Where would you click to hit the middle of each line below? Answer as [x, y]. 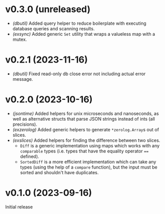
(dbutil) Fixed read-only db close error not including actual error [79, 74]
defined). [30, 156]
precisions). [25, 124]
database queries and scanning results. [53, 28]
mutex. [20, 39]
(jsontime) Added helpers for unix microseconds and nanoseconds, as [86, 113]
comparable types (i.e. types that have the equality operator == [84, 151]
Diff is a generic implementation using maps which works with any [90, 145]
